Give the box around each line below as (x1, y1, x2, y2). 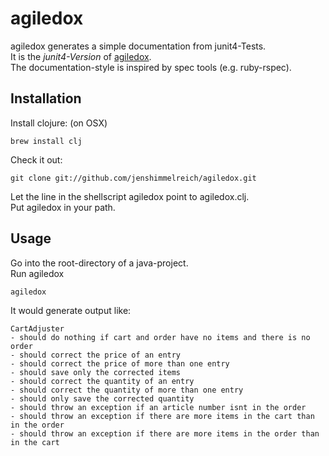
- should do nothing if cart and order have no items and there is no (10, 332, 311, 342)
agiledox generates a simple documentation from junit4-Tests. (10, 40, 267, 52)
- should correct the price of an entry (10, 350, 182, 360)
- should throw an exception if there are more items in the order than (10, 428, 320, 439)
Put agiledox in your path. (10, 201, 116, 213)
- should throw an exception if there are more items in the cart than (10, 411, 315, 421)
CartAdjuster (10, 323, 65, 334)
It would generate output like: (10, 304, 132, 316)
